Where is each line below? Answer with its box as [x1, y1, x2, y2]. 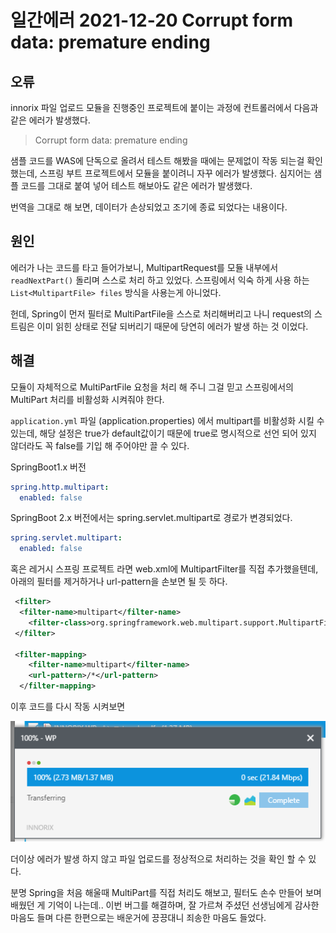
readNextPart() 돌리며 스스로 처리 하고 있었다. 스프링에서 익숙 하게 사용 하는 [10, 274, 310, 286]
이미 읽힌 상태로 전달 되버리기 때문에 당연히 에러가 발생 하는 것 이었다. [36, 320, 309, 332]
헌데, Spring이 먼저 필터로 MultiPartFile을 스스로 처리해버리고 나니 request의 [10, 307, 312, 320]
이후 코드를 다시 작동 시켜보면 [10, 701, 126, 712]
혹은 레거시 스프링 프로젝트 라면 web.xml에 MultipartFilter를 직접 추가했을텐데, [10, 563, 319, 575]
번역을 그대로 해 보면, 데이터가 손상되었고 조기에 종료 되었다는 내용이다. [10, 201, 288, 213]
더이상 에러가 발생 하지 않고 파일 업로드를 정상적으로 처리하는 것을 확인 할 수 [10, 852, 307, 865]
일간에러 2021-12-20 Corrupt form [10, 9, 294, 32]
